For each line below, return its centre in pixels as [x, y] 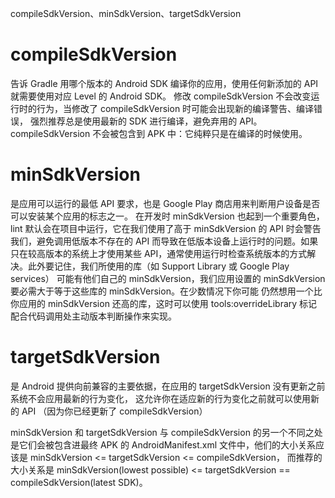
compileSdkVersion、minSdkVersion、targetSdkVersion [126, 13]
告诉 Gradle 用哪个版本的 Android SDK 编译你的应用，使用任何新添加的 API [164, 83]
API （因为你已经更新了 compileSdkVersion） [114, 411]
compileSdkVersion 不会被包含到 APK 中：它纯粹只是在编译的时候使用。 [159, 133]
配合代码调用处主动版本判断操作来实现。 [93, 316]
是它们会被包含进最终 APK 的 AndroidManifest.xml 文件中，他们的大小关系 [163, 444]
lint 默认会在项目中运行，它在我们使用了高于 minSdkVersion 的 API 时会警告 [166, 228]
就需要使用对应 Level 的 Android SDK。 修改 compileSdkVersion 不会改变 [161, 96]
